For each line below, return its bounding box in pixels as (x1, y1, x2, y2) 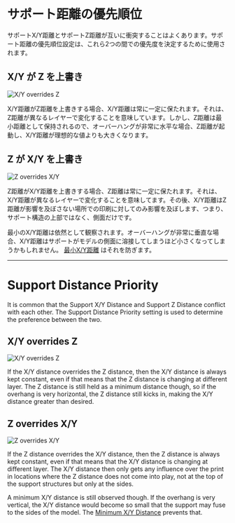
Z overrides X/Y (7, 418, 78, 430)
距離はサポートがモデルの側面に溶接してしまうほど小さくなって (30, 236, 213, 245)
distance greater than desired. (7, 398, 94, 406)
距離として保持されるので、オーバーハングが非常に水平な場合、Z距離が (13, 122, 219, 130)
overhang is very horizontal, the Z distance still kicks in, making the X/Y (7, 390, 213, 398)
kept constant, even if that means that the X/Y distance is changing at (7, 457, 208, 466)
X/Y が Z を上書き (7, 71, 83, 83)
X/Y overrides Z (7, 335, 78, 347)
